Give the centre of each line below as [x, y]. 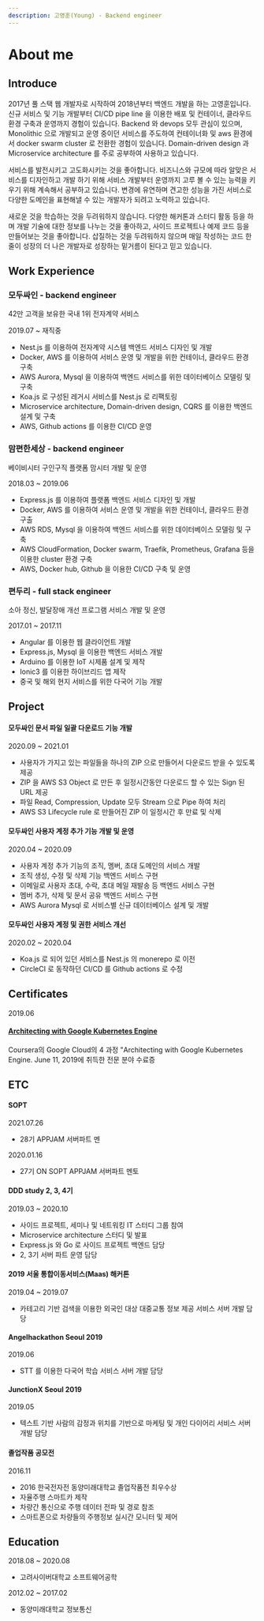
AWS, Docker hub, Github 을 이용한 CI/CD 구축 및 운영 [105, 569]
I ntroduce [33, 84]
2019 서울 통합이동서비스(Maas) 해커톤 [69, 1274]
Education [34, 1542]
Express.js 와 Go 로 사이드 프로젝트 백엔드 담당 [92, 1244]
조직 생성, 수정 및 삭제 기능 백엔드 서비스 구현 [89, 875]
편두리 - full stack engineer [60, 591]
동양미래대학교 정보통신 [56, 1609]
